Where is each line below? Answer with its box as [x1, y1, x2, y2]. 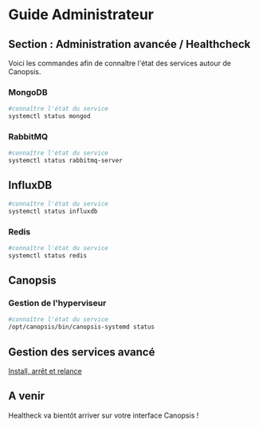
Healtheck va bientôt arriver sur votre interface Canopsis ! [8, 410, 199, 420]
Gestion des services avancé [8, 345, 155, 359]
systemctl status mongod [8, 112, 91, 120]
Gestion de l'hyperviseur [8, 297, 107, 308]
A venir [8, 389, 45, 403]
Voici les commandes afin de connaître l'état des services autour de [8, 58, 231, 68]
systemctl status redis [8, 251, 88, 260]
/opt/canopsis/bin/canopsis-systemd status [8, 323, 155, 332]
